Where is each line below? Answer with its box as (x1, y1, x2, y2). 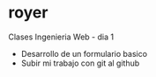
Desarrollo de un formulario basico (20, 48, 147, 59)
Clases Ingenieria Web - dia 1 (8, 31, 115, 42)
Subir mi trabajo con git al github (20, 58, 140, 68)
